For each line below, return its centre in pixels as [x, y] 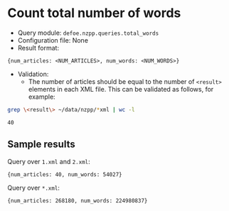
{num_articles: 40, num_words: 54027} [65, 174]
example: [42, 97]
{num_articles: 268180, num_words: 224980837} [78, 200]
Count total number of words [94, 13]
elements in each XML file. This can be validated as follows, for [121, 89]
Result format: [38, 48]
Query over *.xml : [34, 188]
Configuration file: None [53, 40]
